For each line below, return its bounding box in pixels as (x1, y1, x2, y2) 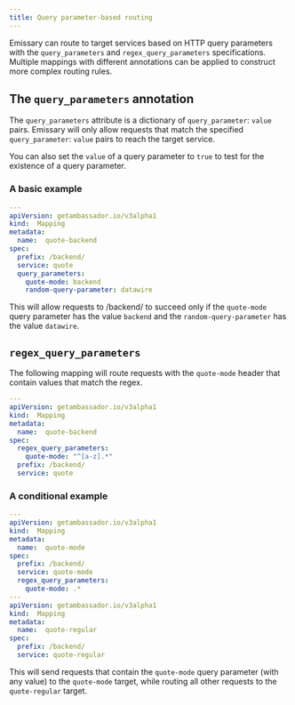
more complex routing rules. (9, 66, 113, 76)
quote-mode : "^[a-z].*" (25, 453, 114, 461)
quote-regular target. (9, 685, 87, 696)
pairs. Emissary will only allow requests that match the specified (9, 124, 244, 135)
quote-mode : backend (25, 277, 101, 286)
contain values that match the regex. (9, 377, 143, 388)
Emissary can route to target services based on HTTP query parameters (9, 37, 274, 48)
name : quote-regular (17, 626, 98, 635)
